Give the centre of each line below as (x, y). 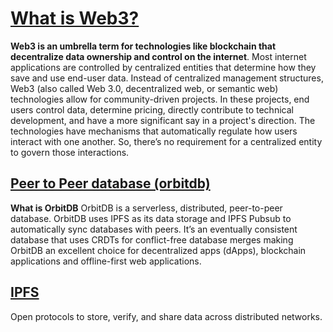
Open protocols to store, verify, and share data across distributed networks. (166, 316)
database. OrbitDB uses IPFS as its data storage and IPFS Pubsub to (151, 218)
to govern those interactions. (70, 152)
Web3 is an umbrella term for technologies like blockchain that (143, 46)
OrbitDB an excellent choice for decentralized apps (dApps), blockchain (158, 250)
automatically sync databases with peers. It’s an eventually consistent (154, 229)
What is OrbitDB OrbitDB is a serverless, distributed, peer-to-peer (146, 208)
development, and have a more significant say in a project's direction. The (163, 120)
